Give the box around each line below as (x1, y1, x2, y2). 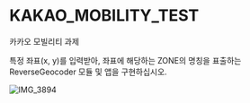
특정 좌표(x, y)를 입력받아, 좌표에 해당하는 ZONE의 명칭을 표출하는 (9, 55, 242, 65)
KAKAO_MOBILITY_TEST (9, 5, 200, 26)
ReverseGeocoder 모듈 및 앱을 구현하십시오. (9, 66, 168, 77)
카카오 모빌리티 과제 (9, 36, 79, 47)
